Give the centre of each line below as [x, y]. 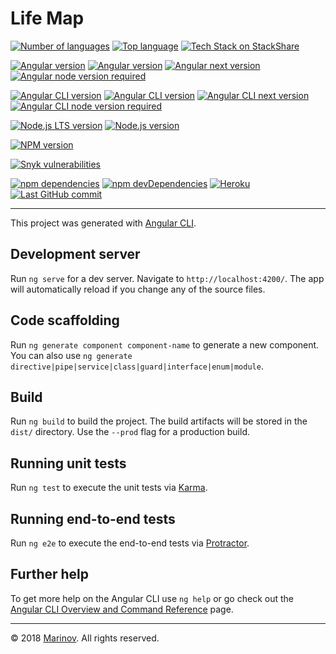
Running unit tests [68, 463]
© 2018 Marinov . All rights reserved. [85, 638]
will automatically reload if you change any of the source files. [138, 289]
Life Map [47, 18]
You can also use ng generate [71, 355]
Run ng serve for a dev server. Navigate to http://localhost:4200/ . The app [167, 278]
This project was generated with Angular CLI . [103, 223]
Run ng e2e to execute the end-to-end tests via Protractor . [130, 543]
